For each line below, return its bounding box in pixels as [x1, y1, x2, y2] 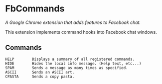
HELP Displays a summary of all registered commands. [5, 57, 135, 62]
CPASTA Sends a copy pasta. [5, 74, 75, 79]
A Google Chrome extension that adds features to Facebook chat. [5, 19, 141, 25]
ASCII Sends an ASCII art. [5, 70, 75, 75]
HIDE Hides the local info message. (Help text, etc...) [5, 61, 142, 66]
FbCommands [5, 3, 65, 14]
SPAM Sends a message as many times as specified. [5, 65, 128, 70]
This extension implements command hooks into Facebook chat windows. [5, 29, 157, 35]
